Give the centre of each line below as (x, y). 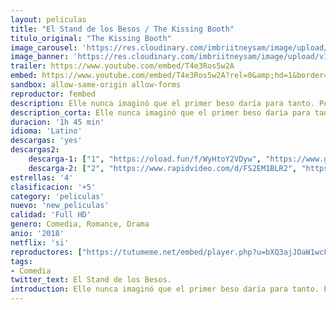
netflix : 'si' (40, 242)
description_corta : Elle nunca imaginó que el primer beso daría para (160, 112)
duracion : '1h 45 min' (57, 122)
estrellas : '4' (42, 177)
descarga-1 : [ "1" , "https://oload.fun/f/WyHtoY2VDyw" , (145, 159)
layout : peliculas (48, 19)
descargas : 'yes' (46, 141)
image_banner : (40, 57)
